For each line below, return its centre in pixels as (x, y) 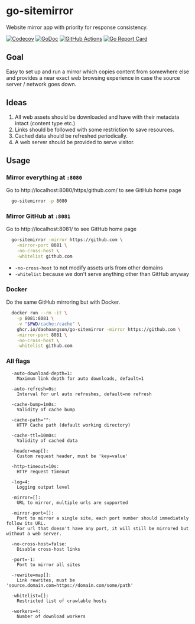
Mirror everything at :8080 (44, 177)
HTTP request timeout (43, 472)
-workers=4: (26, 611)
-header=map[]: (30, 451)
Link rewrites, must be (46, 580)
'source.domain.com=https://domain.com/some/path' (70, 585)
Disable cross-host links (49, 549)
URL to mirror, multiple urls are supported (72, 503)
